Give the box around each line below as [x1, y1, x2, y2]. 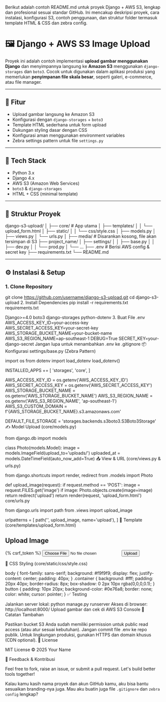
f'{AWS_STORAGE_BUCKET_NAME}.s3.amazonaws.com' [5, 409, 122, 415]
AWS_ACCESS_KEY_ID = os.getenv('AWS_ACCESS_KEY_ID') [5, 377, 128, 383]
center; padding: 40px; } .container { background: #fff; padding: [23, 575, 154, 581]
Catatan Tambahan [5, 611, 44, 617]
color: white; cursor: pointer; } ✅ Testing [5, 591, 87, 597]
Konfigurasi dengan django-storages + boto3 [12, 116, 103, 122]
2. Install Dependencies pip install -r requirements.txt [20, 300, 128, 306]
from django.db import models [5, 435, 67, 441]
